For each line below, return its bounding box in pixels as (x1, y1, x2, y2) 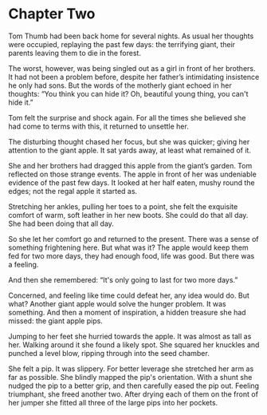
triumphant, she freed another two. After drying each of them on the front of (8, 389, 259, 399)
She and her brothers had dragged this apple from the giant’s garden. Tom (8, 160, 253, 170)
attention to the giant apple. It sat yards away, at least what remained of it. (8, 145, 251, 155)
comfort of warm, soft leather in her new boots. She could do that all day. (8, 210, 249, 219)
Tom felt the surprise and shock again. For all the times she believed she (8, 113, 246, 122)
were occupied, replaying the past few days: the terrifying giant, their (8, 39, 236, 49)
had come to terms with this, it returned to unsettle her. (8, 121, 189, 131)
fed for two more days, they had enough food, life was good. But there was (8, 251, 255, 260)
